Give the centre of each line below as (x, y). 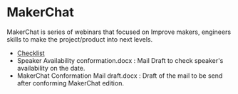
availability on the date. (51, 68)
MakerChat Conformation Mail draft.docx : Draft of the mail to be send (120, 76)
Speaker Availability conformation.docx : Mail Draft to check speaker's (120, 60)
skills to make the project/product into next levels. (80, 39)
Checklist (31, 53)
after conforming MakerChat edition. (70, 83)
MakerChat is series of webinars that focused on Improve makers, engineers (119, 32)
